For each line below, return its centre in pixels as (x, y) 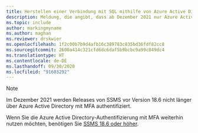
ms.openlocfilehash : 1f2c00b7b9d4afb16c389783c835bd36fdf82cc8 (85, 45)
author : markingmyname (34, 28)
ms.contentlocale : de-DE (37, 61)
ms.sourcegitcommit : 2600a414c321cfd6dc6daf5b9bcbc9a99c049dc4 (85, 50)
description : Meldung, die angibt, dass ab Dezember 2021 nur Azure (92, 17)
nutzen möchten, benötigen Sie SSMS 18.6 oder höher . (72, 124)
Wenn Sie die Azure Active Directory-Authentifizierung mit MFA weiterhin (95, 118)
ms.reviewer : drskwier (34, 39)
